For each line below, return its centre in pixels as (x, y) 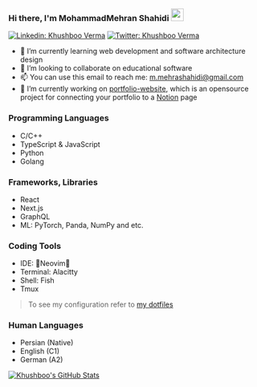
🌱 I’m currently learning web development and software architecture (133, 51)
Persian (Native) (47, 343)
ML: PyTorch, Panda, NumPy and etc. (82, 225)
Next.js (32, 208)
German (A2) (41, 360)
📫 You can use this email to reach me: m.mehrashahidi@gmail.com (131, 77)
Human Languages (46, 325)
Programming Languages (59, 118)
